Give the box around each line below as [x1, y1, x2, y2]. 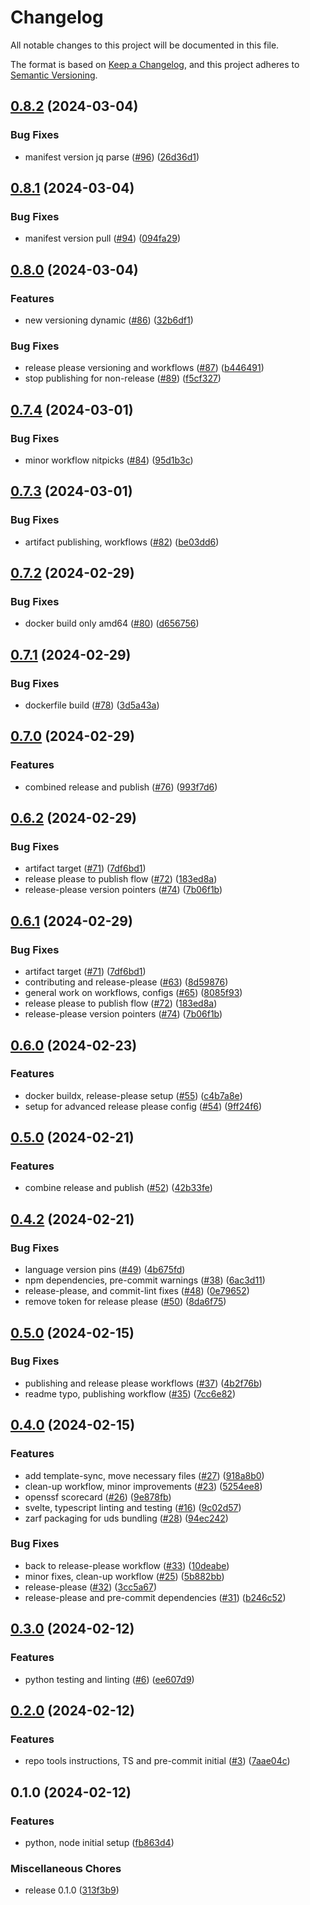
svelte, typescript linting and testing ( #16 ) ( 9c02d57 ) [24, 1501, 242, 1513]
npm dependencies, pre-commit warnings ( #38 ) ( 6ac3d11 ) [24, 1274, 266, 1286]
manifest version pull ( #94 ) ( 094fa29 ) [24, 232, 181, 245]
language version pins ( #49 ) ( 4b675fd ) [24, 1264, 186, 1276]
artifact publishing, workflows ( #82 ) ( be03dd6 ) [24, 536, 220, 548]
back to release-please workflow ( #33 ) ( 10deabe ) [24, 1559, 230, 1571]
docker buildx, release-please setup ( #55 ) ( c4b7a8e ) [24, 1089, 243, 1101]
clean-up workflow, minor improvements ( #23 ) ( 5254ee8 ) [24, 1480, 263, 1492]
